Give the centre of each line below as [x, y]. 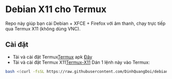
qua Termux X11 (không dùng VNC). [43, 28]
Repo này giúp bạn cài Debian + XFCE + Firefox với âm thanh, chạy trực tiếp [85, 23]
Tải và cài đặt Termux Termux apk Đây [52, 57]
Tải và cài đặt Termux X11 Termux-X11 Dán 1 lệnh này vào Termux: [81, 62]
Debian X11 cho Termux [56, 9]
